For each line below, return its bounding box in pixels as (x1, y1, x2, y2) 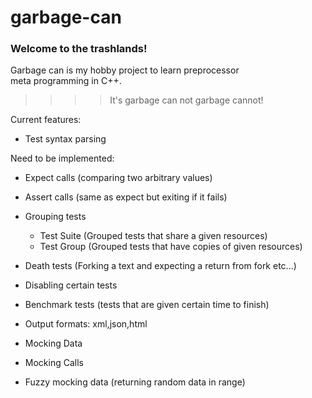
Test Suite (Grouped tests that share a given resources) (39, 230, 268, 242)
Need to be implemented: (10, 152, 115, 165)
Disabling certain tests (24, 279, 118, 291)
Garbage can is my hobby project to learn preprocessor (10, 64, 240, 76)
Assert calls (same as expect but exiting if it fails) (24, 191, 228, 203)
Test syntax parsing (24, 133, 107, 145)
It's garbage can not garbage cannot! (109, 94, 264, 106)
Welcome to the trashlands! (10, 42, 148, 56)
